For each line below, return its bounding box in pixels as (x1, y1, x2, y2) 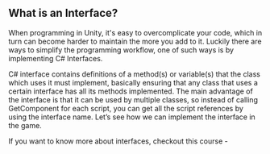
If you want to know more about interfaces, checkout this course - (8, 136, 228, 146)
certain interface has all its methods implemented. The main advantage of (8, 86, 254, 96)
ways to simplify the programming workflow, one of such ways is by (8, 44, 235, 55)
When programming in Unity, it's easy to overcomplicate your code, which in (8, 27, 263, 37)
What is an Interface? (8, 6, 118, 20)
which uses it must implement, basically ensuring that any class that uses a (8, 77, 258, 87)
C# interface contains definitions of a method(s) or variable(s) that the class (8, 69, 260, 79)
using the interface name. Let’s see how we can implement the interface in (8, 112, 255, 122)
